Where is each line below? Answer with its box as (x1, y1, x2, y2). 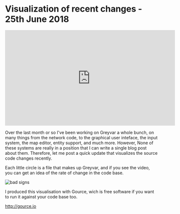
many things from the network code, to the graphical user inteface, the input (5, 134, 158, 140)
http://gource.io (5, 203, 36, 209)
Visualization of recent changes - (5, 3, 142, 15)
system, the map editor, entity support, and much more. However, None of (5, 140, 154, 146)
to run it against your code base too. (5, 194, 78, 199)
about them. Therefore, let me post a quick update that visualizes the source (5, 150, 158, 156)
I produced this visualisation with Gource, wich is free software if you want (5, 188, 154, 195)
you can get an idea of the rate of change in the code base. (5, 170, 124, 176)
